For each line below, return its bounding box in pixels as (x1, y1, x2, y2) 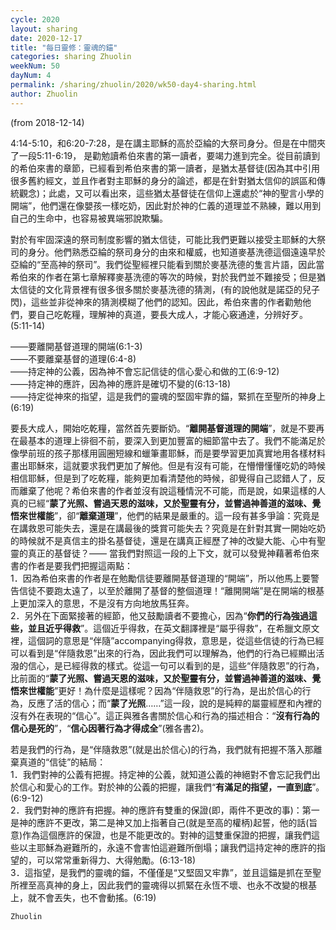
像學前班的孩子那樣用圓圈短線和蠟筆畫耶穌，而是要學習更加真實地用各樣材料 (10, 447, 326, 459)
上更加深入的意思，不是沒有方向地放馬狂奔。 (10, 597, 195, 609)
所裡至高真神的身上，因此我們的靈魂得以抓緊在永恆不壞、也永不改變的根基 (10, 879, 317, 891)
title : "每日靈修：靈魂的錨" (10, 42, 118, 53)
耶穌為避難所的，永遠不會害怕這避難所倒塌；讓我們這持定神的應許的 (36, 841, 317, 853)
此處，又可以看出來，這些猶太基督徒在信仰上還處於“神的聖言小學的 (48, 187, 325, 199)
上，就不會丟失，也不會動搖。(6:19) (10, 891, 157, 903)
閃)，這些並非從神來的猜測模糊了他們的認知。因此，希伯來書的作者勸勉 (10, 296, 303, 308)
